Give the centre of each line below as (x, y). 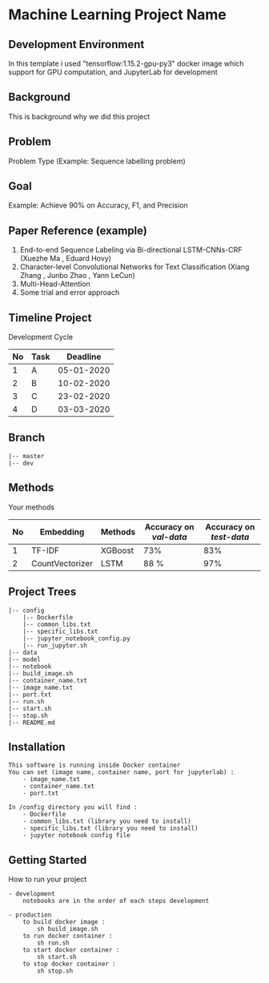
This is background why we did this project (79, 116)
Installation (37, 747)
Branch (27, 438)
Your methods (31, 507)
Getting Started (48, 860)
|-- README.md (32, 723)
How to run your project (48, 880)
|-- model (25, 659)
